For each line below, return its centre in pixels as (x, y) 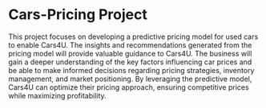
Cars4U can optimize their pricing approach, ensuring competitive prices (129, 87)
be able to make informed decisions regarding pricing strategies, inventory (131, 70)
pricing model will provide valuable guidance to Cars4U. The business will (130, 53)
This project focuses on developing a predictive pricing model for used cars (133, 37)
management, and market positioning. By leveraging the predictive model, (130, 79)
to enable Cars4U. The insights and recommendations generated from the (130, 44)
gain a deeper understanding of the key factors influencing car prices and (130, 62)
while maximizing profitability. (57, 95)
